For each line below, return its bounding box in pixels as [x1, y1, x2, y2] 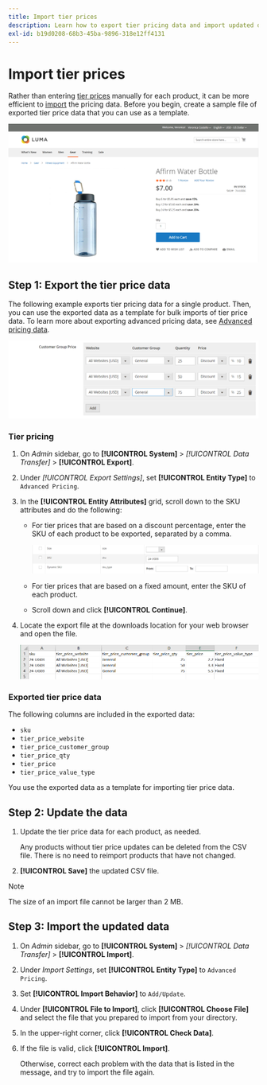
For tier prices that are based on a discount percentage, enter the [31, 521, 246, 531]
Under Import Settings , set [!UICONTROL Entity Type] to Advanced [19, 965, 237, 974]
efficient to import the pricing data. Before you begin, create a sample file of [8, 99, 257, 109]
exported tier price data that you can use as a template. [8, 108, 190, 118]
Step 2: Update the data [8, 806, 128, 819]
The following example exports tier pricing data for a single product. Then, [8, 299, 252, 309]
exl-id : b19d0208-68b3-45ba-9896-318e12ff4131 [8, 29, 165, 37]
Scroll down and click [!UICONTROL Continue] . [31, 605, 188, 615]
